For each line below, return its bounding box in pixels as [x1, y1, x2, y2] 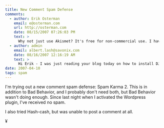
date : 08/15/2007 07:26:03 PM [14, 30, 76, 35]
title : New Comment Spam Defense [5, 7, 73, 12]
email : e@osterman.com [14, 20, 60, 26]
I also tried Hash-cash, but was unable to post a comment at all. [5, 109, 133, 114]
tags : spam [5, 71, 27, 75]
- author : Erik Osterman [9, 16, 60, 21]
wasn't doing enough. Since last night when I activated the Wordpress [5, 94, 146, 100]
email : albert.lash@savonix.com [14, 48, 80, 53]
